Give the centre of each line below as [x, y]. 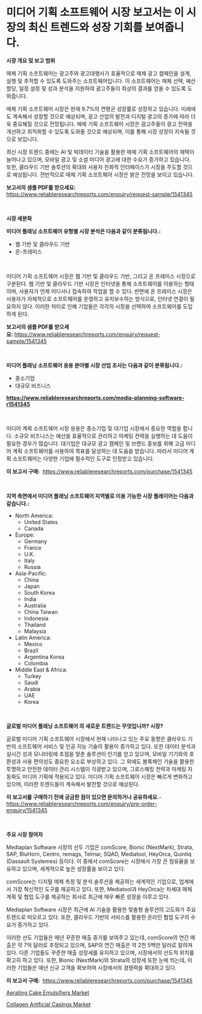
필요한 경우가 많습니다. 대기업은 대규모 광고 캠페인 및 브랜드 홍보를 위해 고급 [96, 443]
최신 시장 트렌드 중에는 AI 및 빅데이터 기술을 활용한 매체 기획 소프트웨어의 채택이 [100, 152]
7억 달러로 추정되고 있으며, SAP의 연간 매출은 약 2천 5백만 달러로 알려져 [108, 945]
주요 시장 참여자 [25, 834]
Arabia [32, 689]
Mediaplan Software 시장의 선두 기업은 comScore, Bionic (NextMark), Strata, [100, 847]
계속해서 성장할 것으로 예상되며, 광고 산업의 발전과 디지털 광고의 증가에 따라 [101, 116]
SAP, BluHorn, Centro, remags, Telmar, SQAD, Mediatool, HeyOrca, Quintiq [99, 854]
